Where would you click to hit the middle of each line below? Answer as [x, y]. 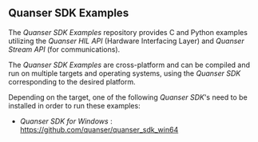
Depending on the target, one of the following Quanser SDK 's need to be [128, 97]
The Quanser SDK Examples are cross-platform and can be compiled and [129, 65]
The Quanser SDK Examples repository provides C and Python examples [128, 32]
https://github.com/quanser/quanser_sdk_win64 [99, 129]
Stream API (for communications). [64, 49]
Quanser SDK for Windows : [66, 121]
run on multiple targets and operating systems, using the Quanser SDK [125, 73]
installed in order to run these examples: [75, 105]
